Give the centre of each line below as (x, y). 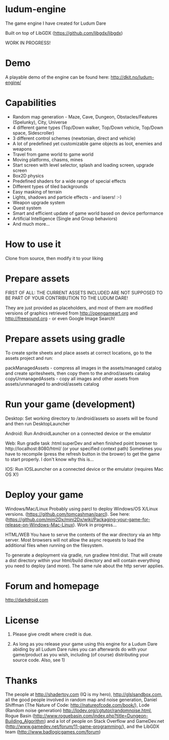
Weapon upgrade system (39, 202)
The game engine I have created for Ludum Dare (56, 23)
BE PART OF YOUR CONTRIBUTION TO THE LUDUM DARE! (67, 298)
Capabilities (31, 103)
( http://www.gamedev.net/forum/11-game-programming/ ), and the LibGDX (82, 726)
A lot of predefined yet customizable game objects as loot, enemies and (87, 143)
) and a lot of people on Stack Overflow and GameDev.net (104, 721)
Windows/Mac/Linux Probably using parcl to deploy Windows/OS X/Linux (81, 509)
